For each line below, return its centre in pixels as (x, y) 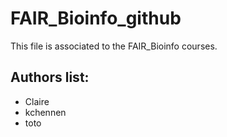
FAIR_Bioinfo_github (96, 18)
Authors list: (50, 77)
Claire (37, 101)
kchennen (45, 112)
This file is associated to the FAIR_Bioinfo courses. (114, 46)
